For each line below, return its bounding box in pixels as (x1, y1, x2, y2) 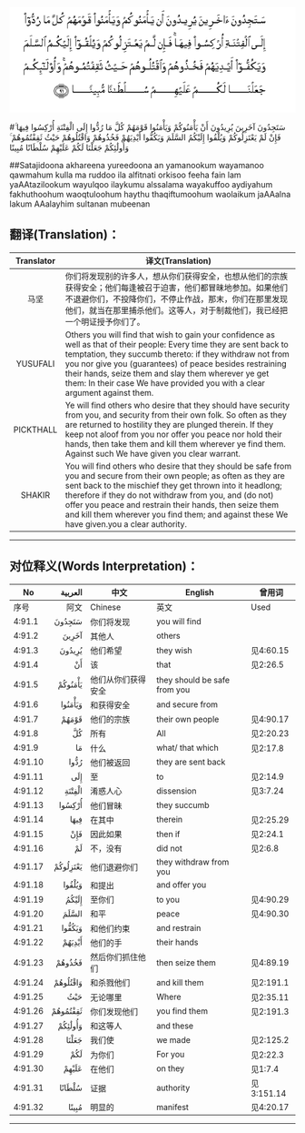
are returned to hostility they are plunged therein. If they (64, 420, 274, 430)
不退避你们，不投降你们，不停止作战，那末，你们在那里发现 (64, 293, 289, 304)
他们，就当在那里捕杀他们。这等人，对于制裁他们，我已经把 (64, 304, 289, 316)
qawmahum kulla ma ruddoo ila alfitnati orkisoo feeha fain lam (9, 169, 242, 180)
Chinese (90, 602, 122, 612)
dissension (155, 785, 197, 796)
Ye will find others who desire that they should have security (64, 400, 290, 411)
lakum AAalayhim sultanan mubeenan (9, 198, 151, 209)
